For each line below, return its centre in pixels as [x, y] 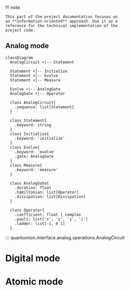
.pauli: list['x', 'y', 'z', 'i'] [51, 219]
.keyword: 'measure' [36, 170]
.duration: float [33, 188]
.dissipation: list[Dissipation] [50, 197]
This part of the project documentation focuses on [61, 17]
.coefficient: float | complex [48, 215]
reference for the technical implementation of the [61, 26]
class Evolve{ [25, 147]
